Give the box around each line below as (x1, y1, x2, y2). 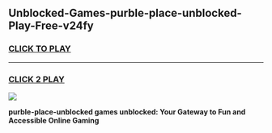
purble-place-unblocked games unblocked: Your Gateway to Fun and (8, 106, 246, 116)
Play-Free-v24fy (8, 19, 95, 33)
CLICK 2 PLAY (8, 73, 65, 85)
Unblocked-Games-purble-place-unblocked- (8, 6, 242, 20)
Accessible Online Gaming (8, 115, 100, 125)
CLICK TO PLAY (8, 44, 71, 55)
